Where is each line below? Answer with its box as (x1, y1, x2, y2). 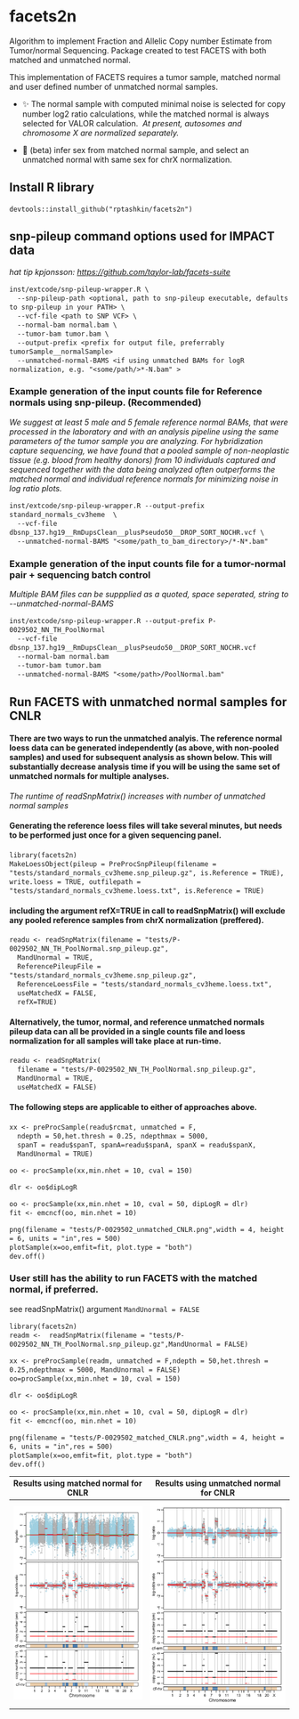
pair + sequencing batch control (9, 568, 151, 580)
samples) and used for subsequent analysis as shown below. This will (9, 752, 273, 763)
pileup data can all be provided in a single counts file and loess (9, 1026, 246, 1036)
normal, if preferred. (9, 1284, 100, 1296)
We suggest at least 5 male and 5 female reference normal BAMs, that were (9, 417, 289, 427)
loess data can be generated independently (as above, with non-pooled (9, 742, 279, 753)
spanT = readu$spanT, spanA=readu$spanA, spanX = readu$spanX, (17, 1140, 256, 1149)
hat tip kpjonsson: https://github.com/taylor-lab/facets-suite (9, 266, 231, 277)
